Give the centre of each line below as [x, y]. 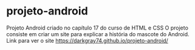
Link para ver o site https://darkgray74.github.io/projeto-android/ [87, 40]
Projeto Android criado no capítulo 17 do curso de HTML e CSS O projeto [97, 28]
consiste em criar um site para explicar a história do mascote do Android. [98, 34]
